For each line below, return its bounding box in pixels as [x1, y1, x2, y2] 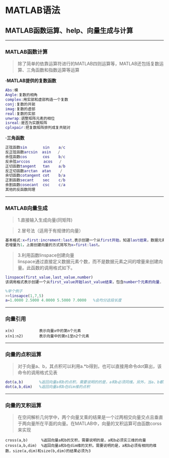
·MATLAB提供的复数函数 [5, 78, 56, 84]
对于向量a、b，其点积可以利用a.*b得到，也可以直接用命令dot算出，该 [17, 363, 162, 369]
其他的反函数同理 [5, 187, 36, 192]
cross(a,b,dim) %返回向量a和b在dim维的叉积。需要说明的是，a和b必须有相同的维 [5, 443, 157, 448]
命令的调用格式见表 [17, 369, 58, 375]
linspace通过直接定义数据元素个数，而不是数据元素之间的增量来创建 [17, 258, 158, 264]
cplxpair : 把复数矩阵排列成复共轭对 [5, 125, 71, 130]
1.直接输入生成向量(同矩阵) [17, 217, 73, 223]
